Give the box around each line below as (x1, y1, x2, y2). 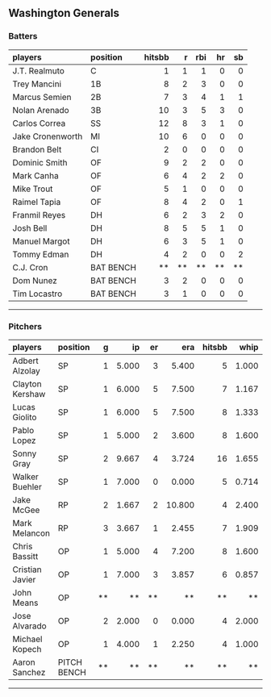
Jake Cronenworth (12, 131, 83, 142)
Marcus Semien (12, 91, 72, 102)
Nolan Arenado (12, 104, 70, 115)
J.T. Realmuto (12, 65, 65, 76)
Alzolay (12, 365, 40, 376)
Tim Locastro (12, 288, 63, 299)
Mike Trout (12, 183, 53, 194)
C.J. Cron (12, 261, 48, 273)
